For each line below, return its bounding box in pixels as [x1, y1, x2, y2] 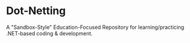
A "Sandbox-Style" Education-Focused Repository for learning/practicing [6, 24, 185, 31]
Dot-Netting [6, 4, 66, 18]
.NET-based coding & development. [6, 29, 93, 37]
